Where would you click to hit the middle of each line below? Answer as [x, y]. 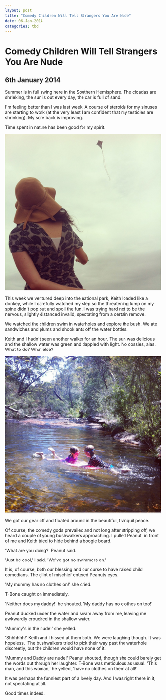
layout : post [19, 10]
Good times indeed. [25, 693]
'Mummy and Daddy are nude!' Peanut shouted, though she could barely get [83, 658]
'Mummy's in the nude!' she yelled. [41, 629]
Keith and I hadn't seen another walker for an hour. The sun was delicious [80, 339]
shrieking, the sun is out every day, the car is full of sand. [63, 97]
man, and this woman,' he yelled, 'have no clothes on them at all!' [71, 669]
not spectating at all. [26, 684]
